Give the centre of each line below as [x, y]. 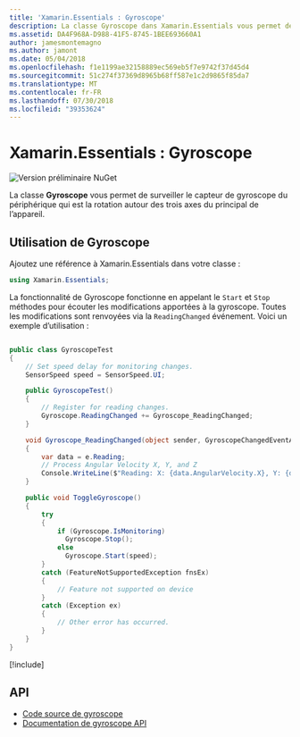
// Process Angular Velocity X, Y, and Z [120, 465]
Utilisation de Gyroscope [79, 242]
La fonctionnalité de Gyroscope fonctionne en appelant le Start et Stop [140, 297]
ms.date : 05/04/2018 [48, 59]
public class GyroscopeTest [62, 349]
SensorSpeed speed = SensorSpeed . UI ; [96, 375]
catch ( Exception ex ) [82, 606]
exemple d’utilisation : [49, 325]
